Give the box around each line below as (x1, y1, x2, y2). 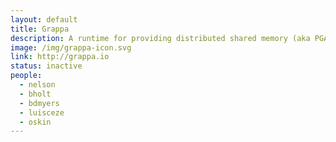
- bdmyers (19, 98, 60, 108)
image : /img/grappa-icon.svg (10, 42, 132, 53)
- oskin (19, 117, 52, 127)
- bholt (19, 89, 52, 99)
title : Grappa (10, 24, 70, 34)
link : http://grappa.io (10, 52, 110, 62)
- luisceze (19, 107, 65, 118)
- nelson (19, 80, 56, 90)
